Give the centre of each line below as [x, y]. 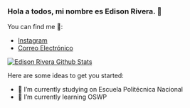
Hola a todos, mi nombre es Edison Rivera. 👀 [85, 11]
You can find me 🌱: [35, 27]
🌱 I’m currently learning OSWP [62, 97]
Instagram [32, 40]
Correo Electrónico [45, 48]
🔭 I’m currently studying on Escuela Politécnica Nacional [100, 90]
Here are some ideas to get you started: [66, 76]
